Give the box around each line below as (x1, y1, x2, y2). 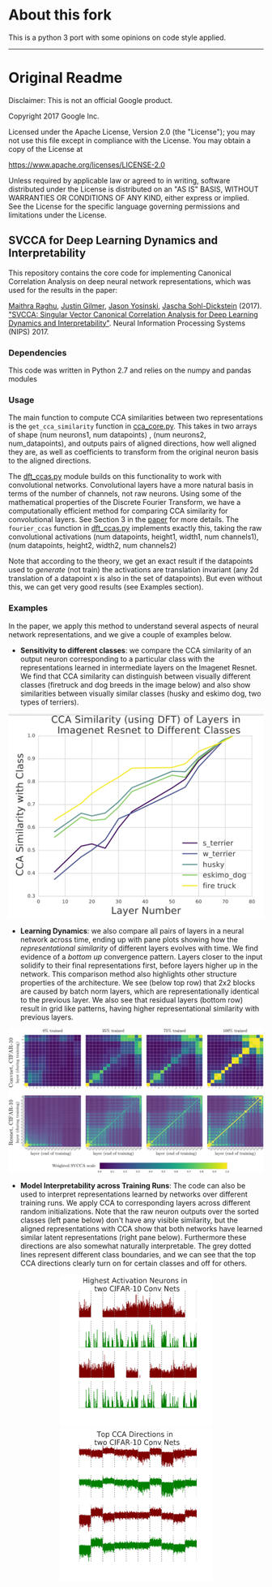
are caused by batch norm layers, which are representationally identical (19, 986, 259, 996)
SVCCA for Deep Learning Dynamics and (8, 234, 219, 248)
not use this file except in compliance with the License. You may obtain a (8, 136, 251, 145)
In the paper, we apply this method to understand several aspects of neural (8, 621, 259, 631)
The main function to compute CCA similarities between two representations (8, 412, 263, 423)
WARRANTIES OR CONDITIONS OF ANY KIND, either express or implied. (8, 192, 249, 202)
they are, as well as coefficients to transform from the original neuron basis (8, 447, 259, 457)
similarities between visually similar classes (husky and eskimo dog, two (19, 688, 261, 698)
